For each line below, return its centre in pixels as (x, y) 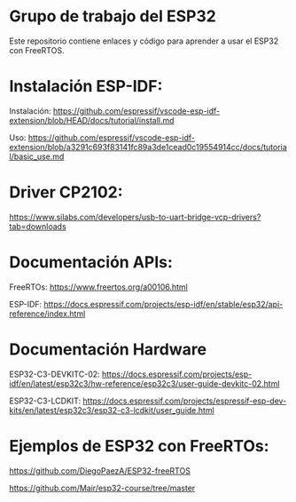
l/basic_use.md (37, 156)
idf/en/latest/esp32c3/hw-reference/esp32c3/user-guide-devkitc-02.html (144, 383)
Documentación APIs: (91, 262)
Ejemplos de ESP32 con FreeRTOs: (139, 446)
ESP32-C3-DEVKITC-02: (55, 374)
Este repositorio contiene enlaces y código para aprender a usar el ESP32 (144, 41)
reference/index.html (47, 314)
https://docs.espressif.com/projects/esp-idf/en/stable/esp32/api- (164, 304)
